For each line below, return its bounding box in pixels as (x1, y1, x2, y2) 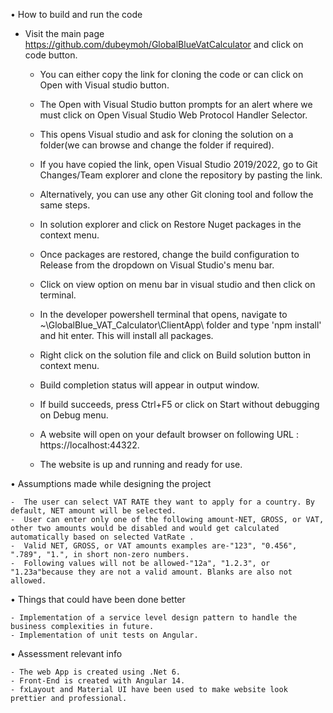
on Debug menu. (39, 409, 109, 421)
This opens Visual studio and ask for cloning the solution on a (39, 129, 294, 140)
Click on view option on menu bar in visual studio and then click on (39, 279, 316, 290)
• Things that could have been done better (10, 594, 186, 605)
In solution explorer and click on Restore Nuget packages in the (39, 219, 302, 230)
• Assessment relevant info (10, 648, 123, 659)
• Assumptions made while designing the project (10, 478, 212, 489)
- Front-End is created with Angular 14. (10, 676, 186, 686)
